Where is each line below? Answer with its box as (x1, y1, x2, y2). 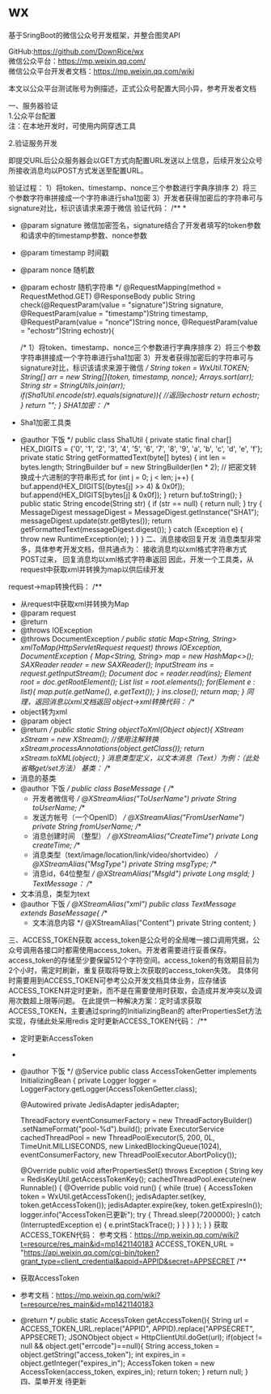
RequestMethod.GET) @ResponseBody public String (19, 291, 196, 301)
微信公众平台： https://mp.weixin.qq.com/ (8, 56, 146, 66)
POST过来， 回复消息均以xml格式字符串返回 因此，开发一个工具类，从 (19, 554, 254, 564)
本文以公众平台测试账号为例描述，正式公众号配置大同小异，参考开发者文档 (8, 84, 256, 93)
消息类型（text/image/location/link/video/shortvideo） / (32, 850, 218, 860)
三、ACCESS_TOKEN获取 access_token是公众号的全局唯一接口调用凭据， (8, 935, 253, 945)
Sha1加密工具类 (19, 417, 72, 427)
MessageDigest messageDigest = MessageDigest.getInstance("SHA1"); (19, 507, 260, 517)
